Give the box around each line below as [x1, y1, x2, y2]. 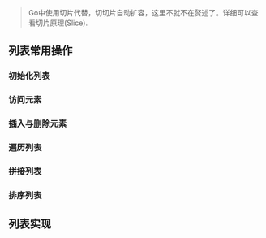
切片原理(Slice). [35, 18, 88, 28]
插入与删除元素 [8, 118, 67, 129]
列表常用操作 [8, 44, 73, 58]
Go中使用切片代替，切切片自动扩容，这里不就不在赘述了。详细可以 [28, 8, 251, 17]
